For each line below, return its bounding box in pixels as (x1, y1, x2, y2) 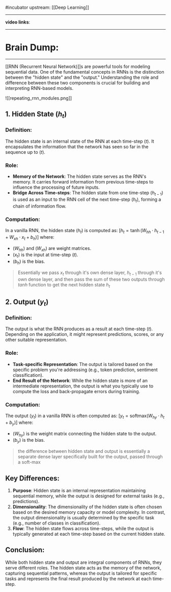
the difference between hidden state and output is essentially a (17, 448, 150, 454)
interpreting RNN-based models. (5, 85, 74, 91)
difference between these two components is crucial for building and (5, 79, 150, 86)
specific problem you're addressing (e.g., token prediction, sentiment (12, 367, 158, 373)
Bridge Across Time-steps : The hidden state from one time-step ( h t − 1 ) (12, 190, 164, 197)
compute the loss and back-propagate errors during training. (12, 388, 140, 394)
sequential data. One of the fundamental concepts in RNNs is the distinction (5, 69, 164, 75)
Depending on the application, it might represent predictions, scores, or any (5, 331, 164, 337)
